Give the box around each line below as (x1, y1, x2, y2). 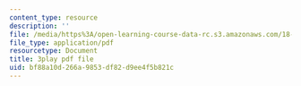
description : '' (9, 21, 70, 30)
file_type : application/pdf (9, 38, 115, 47)
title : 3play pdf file (9, 55, 94, 64)
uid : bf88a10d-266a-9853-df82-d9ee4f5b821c (9, 64, 175, 73)
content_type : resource (9, 13, 99, 22)
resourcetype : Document (9, 47, 99, 56)
